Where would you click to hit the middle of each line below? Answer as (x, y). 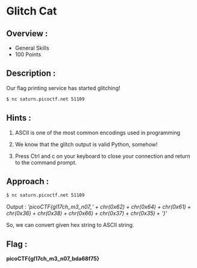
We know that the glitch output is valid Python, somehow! (86, 144)
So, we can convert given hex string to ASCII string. (70, 225)
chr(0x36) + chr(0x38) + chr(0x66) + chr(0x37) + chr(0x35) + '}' (87, 214)
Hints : (19, 118)
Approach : (28, 181)
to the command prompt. (46, 162)
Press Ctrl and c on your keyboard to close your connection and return (103, 156)
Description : (31, 74)
